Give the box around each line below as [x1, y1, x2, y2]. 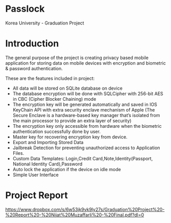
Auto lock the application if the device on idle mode [12, 166, 121, 172]
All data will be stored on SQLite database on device [12, 85, 123, 91]
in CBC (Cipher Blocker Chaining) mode [12, 96, 96, 102]
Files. [12, 150, 25, 156]
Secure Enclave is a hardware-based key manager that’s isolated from [12, 112, 160, 118]
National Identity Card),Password [12, 161, 83, 167]
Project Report [5, 189, 68, 201]
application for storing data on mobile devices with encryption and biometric [5, 60, 166, 66]
